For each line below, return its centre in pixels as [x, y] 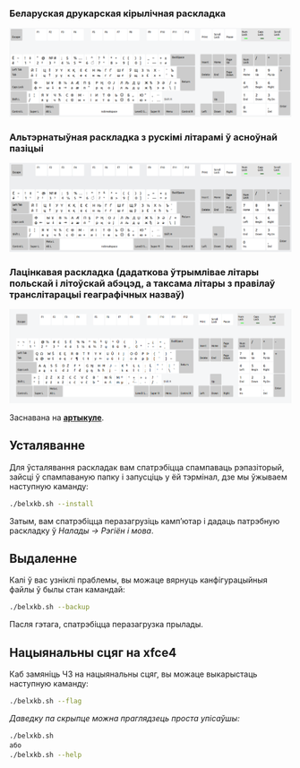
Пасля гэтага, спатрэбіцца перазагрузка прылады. [107, 625]
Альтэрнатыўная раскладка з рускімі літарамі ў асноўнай [143, 137]
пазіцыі [26, 148]
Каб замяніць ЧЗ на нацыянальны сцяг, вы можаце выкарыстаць [133, 674]
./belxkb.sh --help [46, 755]
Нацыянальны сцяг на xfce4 [93, 652]
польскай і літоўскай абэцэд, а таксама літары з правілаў [142, 283]
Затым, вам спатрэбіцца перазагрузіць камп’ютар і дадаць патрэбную [145, 521]
